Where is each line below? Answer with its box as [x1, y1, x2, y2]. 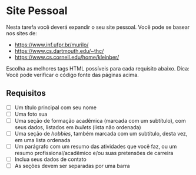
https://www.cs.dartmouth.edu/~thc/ [14, 47, 104, 54]
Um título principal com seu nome [14, 104, 97, 111]
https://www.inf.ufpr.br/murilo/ [14, 41, 89, 48]
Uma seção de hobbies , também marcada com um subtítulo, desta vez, [14, 130, 188, 137]
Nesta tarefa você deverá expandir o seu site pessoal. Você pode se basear [6, 23, 190, 31]
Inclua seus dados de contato [14, 156, 87, 163]
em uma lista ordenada [14, 137, 71, 143]
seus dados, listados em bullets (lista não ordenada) [14, 123, 141, 130]
